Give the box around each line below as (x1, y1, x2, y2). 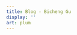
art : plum (6, 20, 31, 26)
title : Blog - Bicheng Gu (6, 8, 71, 15)
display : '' (6, 14, 36, 20)
